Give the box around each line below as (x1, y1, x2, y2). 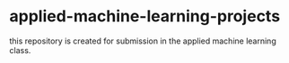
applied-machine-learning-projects (9, 6, 281, 27)
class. (9, 44, 31, 55)
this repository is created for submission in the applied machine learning (9, 35, 276, 46)
